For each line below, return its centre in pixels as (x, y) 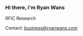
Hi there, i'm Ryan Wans (35, 7)
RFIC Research (21, 18)
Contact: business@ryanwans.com (41, 28)
